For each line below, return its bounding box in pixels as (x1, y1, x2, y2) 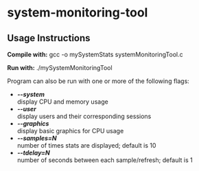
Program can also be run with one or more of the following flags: (7, 77, 190, 85)
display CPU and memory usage (16, 98, 108, 106)
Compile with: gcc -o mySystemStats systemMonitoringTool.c (7, 50, 183, 58)
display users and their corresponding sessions (16, 112, 152, 120)
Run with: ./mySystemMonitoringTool (7, 64, 113, 71)
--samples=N (16, 134, 57, 142)
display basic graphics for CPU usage (16, 127, 124, 135)
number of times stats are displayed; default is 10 (16, 141, 156, 149)
